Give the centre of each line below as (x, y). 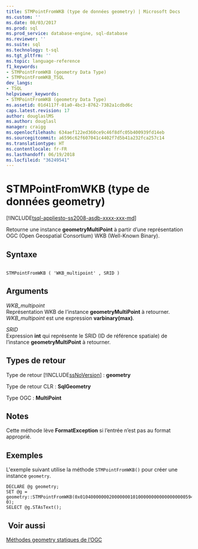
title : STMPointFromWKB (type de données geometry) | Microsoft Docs (93, 12)
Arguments (27, 291)
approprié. (19, 437)
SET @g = (17, 492)
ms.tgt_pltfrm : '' (29, 56)
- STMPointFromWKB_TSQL (35, 77)
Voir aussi (27, 526)
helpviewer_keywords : (33, 94)
